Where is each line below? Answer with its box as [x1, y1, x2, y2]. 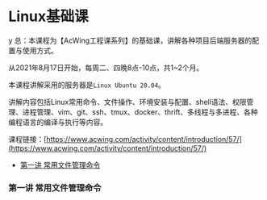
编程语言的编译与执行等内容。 [8, 117, 107, 127]
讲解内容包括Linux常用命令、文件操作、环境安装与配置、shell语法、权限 [8, 97, 248, 106]
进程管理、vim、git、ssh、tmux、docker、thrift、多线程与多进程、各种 [22, 106, 258, 117]
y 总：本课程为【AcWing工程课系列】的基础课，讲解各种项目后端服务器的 [8, 35, 252, 45]
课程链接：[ [8, 134, 47, 144]
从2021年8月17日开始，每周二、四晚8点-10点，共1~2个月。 [8, 62, 204, 73]
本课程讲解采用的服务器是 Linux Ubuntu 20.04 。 [8, 80, 165, 90]
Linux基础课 [8, 7, 89, 26]
